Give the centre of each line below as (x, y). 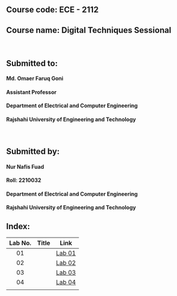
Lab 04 (66, 282)
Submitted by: (33, 151)
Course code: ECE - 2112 (52, 10)
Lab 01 (66, 253)
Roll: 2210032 (24, 180)
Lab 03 (66, 273)
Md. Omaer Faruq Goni (35, 78)
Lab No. (20, 243)
